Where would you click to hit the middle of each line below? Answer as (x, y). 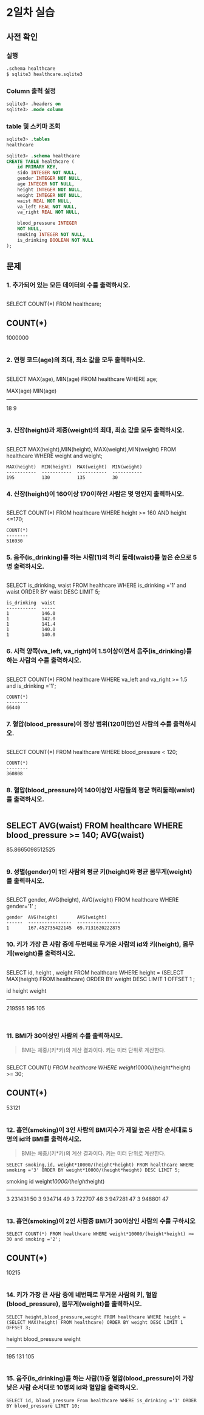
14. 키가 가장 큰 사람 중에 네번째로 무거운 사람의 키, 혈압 (82, 1295)
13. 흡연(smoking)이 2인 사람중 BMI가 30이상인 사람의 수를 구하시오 (101, 1221)
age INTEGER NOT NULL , (46, 184)
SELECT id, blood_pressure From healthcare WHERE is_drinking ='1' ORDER (102, 1400)
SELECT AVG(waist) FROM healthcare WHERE (95, 825)
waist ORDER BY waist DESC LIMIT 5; (53, 592)
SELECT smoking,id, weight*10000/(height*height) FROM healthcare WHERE (100, 1165)
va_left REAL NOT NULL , (47, 207)
